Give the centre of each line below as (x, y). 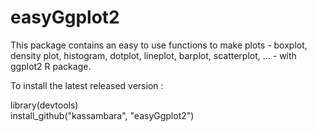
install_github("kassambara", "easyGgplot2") (102, 115)
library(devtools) (44, 105)
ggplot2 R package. (51, 66)
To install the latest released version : (87, 85)
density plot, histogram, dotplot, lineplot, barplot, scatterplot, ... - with (153, 55)
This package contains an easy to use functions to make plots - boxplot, (159, 45)
